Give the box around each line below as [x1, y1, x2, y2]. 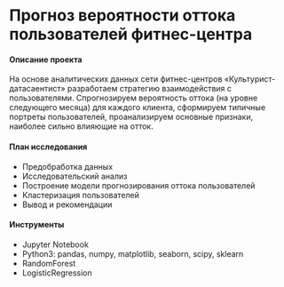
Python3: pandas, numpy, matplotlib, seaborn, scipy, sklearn [21, 248, 244, 259]
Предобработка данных [21, 161, 114, 171]
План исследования [9, 141, 88, 152]
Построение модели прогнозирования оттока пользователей [21, 179, 256, 191]
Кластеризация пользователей [21, 189, 140, 200]
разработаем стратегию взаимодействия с [67, 84, 233, 94]
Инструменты [9, 219, 65, 230]
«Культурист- [224, 74, 276, 84]
